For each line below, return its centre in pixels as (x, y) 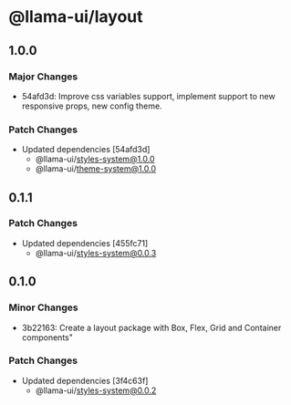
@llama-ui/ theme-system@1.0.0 (96, 169)
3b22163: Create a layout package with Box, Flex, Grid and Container (151, 327)
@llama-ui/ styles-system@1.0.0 (95, 159)
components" (47, 337)
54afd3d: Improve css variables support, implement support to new (148, 96)
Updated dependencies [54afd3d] (86, 150)
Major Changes (43, 77)
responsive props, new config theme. (92, 106)
